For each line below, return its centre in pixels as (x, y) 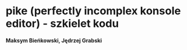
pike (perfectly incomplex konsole (93, 11)
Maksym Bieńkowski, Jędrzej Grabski (54, 40)
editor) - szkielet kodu (62, 24)
